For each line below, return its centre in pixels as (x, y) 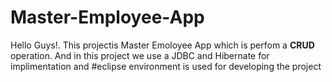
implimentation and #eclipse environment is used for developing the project (166, 66)
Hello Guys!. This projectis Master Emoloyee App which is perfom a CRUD (162, 45)
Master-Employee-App (107, 17)
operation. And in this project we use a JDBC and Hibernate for (140, 55)
